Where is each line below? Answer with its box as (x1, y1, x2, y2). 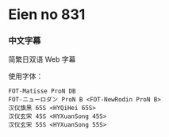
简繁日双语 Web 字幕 (8, 55, 76, 64)
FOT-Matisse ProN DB (8, 87, 77, 96)
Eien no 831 (8, 6, 86, 24)
